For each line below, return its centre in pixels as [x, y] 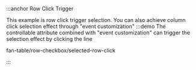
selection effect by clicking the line [49, 39]
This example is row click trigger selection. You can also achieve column [96, 20]
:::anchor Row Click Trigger [40, 9]
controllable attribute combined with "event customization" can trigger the [98, 33]
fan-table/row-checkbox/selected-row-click [61, 50]
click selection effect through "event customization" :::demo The [86, 26]
